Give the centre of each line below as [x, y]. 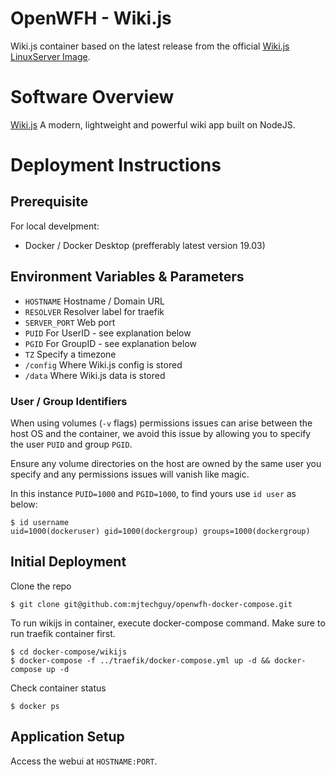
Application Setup [67, 737]
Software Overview [92, 97]
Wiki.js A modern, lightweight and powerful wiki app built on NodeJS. [153, 124]
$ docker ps [35, 706]
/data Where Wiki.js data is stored [95, 375]
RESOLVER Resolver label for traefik [94, 311]
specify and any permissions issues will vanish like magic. [130, 474]
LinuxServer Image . [50, 56]
